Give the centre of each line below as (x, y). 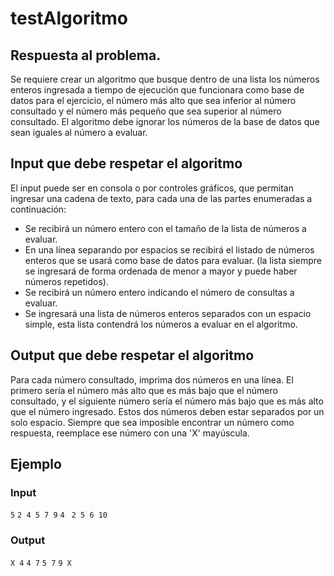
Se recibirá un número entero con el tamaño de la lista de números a (165, 228)
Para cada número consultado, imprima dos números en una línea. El (152, 379)
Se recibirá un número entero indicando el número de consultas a (159, 292)
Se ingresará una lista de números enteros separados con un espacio (168, 313)
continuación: (38, 209)
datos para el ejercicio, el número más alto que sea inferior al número (153, 100)
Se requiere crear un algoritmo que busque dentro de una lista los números (165, 79)
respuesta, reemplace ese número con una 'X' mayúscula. (130, 433)
